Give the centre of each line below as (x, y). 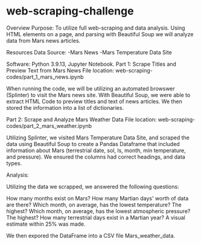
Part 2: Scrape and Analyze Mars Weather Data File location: (81, 119)
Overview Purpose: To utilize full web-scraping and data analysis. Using (96, 28)
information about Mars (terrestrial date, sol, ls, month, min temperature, (96, 150)
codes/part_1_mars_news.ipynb (45, 77)
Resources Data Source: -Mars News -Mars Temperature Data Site (89, 52)
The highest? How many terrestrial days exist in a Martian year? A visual (96, 217)
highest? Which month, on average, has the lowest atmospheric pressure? (98, 211)
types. (14, 163)
